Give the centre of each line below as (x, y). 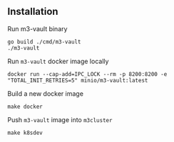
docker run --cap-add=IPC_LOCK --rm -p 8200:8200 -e (87, 74)
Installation (33, 12)
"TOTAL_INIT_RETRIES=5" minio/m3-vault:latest (78, 80)
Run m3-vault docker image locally (58, 61)
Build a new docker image (46, 93)
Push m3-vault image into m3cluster (60, 119)
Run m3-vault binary (37, 28)
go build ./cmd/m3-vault (44, 42)
